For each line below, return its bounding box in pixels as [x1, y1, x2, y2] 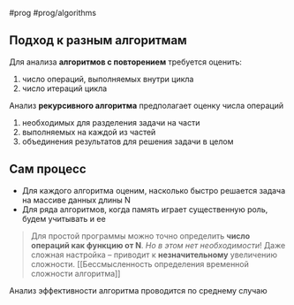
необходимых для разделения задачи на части [21, 117, 200, 127]
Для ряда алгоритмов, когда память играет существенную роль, [21, 203, 268, 215]
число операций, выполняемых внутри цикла [21, 73, 194, 84]
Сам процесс [9, 162, 87, 177]
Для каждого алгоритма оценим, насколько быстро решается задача [21, 185, 286, 195]
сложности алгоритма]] [30, 268, 121, 278]
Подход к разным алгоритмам [9, 33, 187, 48]
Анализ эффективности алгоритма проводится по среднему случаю [9, 285, 268, 295]
